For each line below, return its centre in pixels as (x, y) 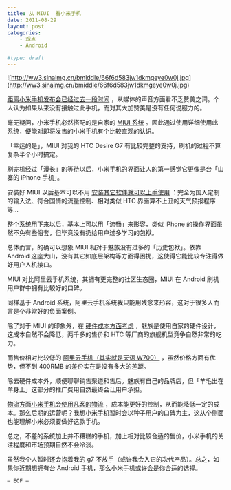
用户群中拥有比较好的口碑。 (46, 287)
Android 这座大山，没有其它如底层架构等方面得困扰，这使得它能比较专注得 (112, 256)
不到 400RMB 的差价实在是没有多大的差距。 (87, 366)
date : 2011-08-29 (32, 20)
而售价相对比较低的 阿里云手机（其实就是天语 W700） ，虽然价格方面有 (108, 357)
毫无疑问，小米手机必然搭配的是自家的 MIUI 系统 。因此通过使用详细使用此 (113, 122)
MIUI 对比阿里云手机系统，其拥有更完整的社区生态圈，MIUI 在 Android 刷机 (113, 279)
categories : (24, 33)
